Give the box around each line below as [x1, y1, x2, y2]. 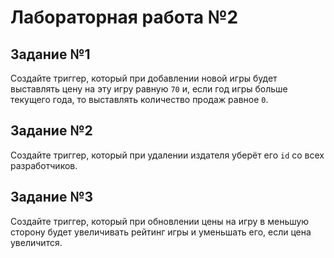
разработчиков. [10, 159, 78, 171]
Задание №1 [10, 46, 91, 63]
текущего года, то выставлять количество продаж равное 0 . [10, 94, 269, 105]
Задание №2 [10, 122, 93, 140]
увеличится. [10, 236, 63, 248]
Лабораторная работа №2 [10, 6, 239, 29]
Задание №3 [10, 189, 94, 206]
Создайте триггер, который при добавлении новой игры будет [10, 72, 278, 84]
